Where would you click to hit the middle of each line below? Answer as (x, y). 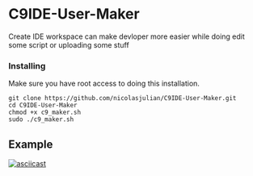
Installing (27, 65)
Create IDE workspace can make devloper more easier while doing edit (126, 36)
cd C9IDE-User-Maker (43, 106)
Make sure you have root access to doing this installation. (104, 84)
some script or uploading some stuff (69, 44)
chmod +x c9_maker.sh (45, 113)
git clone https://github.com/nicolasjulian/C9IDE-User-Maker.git (122, 98)
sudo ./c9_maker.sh (41, 119)
